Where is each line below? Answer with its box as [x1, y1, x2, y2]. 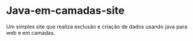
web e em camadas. [6, 29, 55, 36]
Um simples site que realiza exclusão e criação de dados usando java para [6, 23, 188, 30]
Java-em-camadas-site [6, 4, 125, 17]
